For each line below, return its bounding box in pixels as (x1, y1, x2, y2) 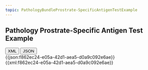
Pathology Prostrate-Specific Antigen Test (5, 26, 143, 35)
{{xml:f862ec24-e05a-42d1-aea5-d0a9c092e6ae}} (5, 59, 113, 66)
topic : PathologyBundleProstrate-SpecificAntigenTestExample (5, 7, 138, 13)
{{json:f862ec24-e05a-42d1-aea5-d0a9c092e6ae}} (5, 54, 115, 60)
